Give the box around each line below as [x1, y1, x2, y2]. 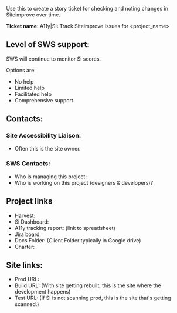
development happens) [14, 288, 71, 295]
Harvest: [14, 212, 36, 219]
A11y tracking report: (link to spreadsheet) [14, 224, 115, 231]
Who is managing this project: [14, 173, 87, 180]
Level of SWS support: [6, 39, 90, 49]
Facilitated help [14, 91, 52, 98]
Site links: [6, 260, 43, 270]
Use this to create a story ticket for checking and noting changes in [6, 5, 169, 12]
